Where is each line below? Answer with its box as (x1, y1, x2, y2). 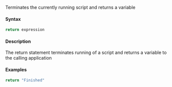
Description (5, 38, 31, 44)
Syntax (5, 16, 21, 22)
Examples (5, 66, 27, 73)
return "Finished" (5, 78, 45, 83)
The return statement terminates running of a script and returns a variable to (5, 49, 167, 55)
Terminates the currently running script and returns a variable (5, 5, 136, 10)
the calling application (5, 55, 52, 61)
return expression (5, 27, 45, 33)
